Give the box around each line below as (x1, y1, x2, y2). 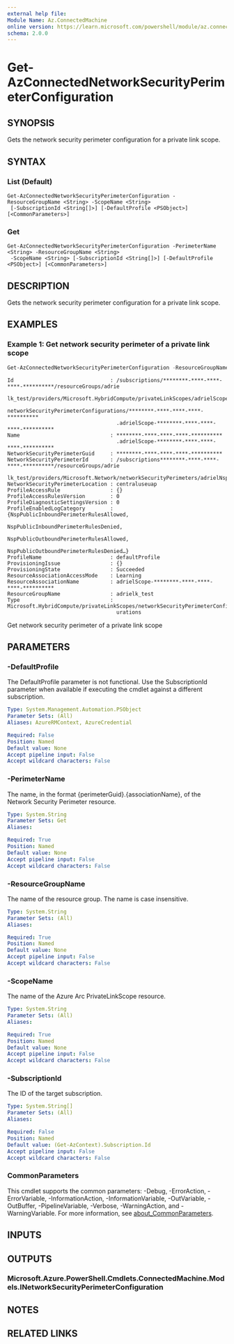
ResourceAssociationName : (7, 578, 114, 585)
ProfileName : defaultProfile (7, 554, 160, 561)
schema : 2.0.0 (7, 29, 49, 37)
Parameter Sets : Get (7, 817, 68, 824)
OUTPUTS (7, 1253, 52, 1264)
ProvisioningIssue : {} (7, 559, 123, 567)
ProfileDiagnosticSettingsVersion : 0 (7, 499, 120, 506)
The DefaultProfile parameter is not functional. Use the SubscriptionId (7, 678, 208, 686)
